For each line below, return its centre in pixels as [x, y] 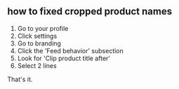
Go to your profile [43, 28]
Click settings [37, 36]
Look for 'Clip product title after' [64, 58]
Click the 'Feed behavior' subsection [71, 50]
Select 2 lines [37, 65]
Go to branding [39, 43]
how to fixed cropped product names [90, 12]
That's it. [20, 79]
